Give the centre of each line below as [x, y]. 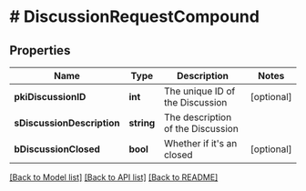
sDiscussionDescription [67, 123]
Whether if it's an [200, 143]
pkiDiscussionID [50, 97]
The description [198, 117]
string [142, 123]
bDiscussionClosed [57, 149]
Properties [40, 50]
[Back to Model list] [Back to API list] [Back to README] [114, 177]
